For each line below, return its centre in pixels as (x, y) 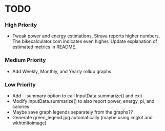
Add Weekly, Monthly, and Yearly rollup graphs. (63, 71)
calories (20, 107)
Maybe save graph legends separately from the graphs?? (73, 112)
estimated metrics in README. (44, 47)
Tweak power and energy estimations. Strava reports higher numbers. (86, 36)
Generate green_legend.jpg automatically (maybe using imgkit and (82, 118)
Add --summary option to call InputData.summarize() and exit (77, 96)
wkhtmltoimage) (29, 123)
